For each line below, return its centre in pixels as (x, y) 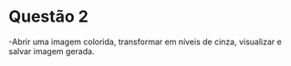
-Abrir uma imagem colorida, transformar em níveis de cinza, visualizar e (145, 42)
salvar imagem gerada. (52, 51)
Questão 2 (48, 17)
